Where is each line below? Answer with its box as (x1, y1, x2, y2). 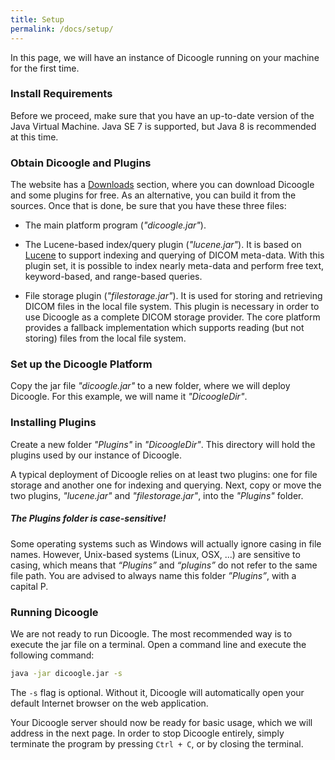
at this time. (10, 131, 59, 143)
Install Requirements (10, 87, 113, 101)
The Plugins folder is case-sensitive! (10, 512, 167, 525)
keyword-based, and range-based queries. (24, 271, 203, 283)
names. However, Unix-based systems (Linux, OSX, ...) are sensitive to (10, 548, 301, 560)
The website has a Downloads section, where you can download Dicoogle (10, 179, 315, 191)
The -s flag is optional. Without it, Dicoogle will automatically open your (10, 686, 305, 698)
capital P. (10, 580, 49, 592)
